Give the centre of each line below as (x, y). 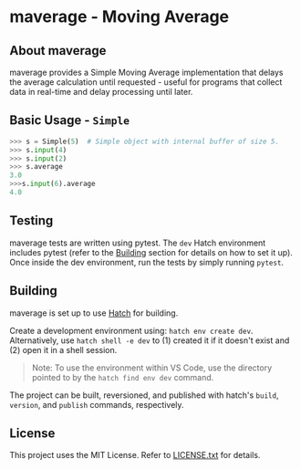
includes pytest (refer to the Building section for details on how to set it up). (151, 252)
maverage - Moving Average (119, 17)
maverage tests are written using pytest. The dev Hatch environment (138, 243)
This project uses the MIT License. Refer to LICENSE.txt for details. (135, 455)
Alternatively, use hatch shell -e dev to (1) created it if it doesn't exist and (150, 340)
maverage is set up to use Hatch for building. (94, 313)
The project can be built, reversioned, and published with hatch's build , (144, 395)
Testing (31, 221)
